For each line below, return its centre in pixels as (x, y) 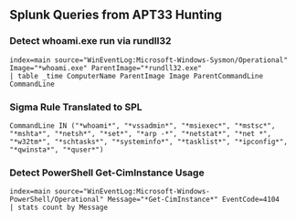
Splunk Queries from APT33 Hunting (116, 15)
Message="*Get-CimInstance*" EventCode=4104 (194, 200)
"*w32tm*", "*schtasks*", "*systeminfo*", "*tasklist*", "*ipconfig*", (148, 142)
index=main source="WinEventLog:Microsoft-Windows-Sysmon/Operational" (148, 60)
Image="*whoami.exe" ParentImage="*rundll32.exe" (106, 68)
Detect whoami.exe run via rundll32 (90, 41)
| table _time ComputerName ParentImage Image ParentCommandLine (136, 76)
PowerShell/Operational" (57, 200)
